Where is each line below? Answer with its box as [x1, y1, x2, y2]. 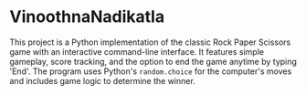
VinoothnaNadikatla [9, 6, 165, 27]
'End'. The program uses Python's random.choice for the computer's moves [9, 66, 292, 77]
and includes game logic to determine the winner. [9, 75, 196, 86]
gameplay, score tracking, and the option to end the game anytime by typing [9, 56, 297, 67]
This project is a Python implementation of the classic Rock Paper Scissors [9, 37, 291, 47]
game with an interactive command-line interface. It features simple [9, 46, 265, 57]
